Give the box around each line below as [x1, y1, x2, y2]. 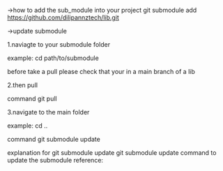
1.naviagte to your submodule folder [7, 40, 110, 48]
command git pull [7, 94, 57, 103]
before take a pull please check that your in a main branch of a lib [7, 68, 195, 75]
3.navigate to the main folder [7, 108, 90, 116]
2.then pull [7, 81, 38, 89]
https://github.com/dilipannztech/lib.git [7, 13, 120, 22]
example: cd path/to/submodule [7, 54, 99, 62]
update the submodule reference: [7, 156, 103, 164]
